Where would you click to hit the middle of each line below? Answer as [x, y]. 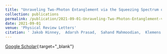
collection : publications [32, 14]
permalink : [16, 19]
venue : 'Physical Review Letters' [41, 28]
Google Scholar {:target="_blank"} [40, 46]
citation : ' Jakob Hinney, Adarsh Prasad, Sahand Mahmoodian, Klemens [83, 32]
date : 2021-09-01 [23, 23]
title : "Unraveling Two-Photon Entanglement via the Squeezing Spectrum [82, 10]
